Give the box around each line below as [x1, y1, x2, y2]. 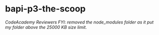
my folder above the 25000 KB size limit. [5, 24, 87, 30]
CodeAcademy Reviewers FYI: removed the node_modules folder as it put [5, 19, 154, 25]
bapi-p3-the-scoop [5, 3, 86, 14]
